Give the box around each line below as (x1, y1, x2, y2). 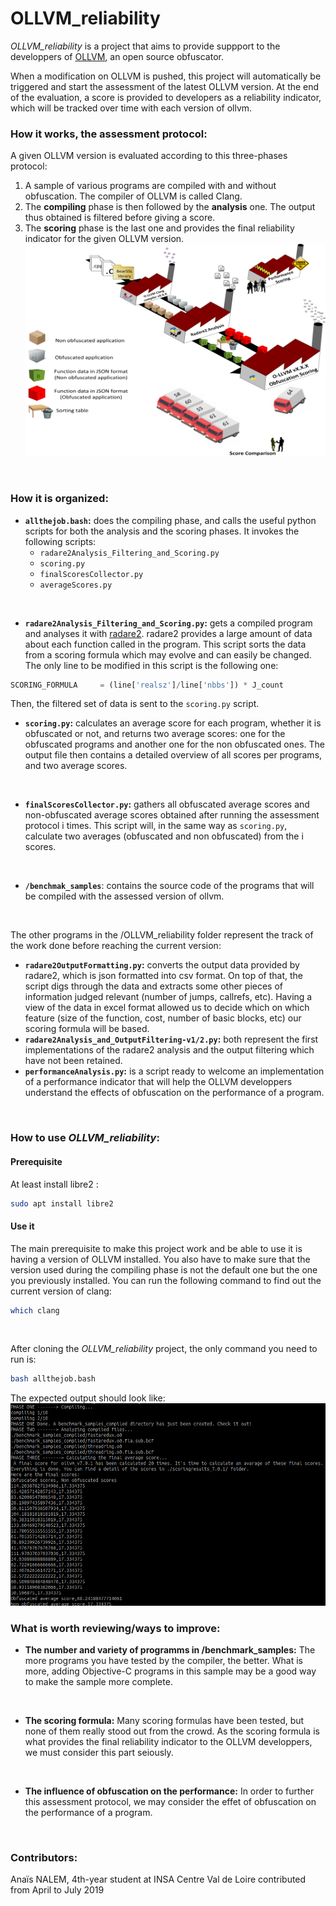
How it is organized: (10, 492, 109, 506)
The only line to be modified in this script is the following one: (24, 659, 279, 671)
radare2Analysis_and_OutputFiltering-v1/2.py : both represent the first (24, 1033, 319, 1046)
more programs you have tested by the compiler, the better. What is (24, 1655, 303, 1667)
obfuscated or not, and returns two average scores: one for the (24, 728, 286, 740)
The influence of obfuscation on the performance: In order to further (24, 1785, 315, 1797)
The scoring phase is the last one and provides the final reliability (24, 222, 295, 234)
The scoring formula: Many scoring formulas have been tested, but (24, 1715, 305, 1727)
